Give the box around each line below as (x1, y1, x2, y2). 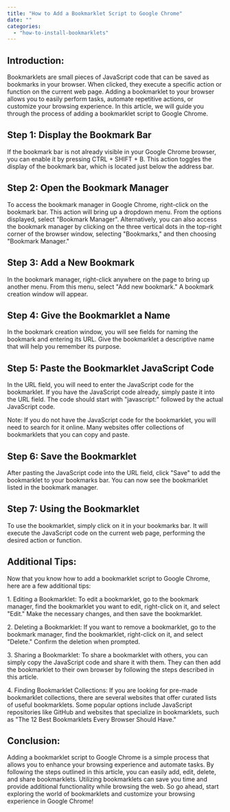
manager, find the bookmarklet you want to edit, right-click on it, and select (7, 602, 220, 611)
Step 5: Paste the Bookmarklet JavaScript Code (7, 362, 214, 374)
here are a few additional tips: (7, 582, 91, 590)
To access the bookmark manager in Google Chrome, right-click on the (7, 200, 209, 208)
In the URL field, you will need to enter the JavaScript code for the (7, 381, 194, 389)
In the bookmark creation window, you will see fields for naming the (7, 328, 198, 336)
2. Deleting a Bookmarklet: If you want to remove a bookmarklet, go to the (7, 623, 216, 631)
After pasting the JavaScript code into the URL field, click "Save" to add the (7, 468, 221, 476)
